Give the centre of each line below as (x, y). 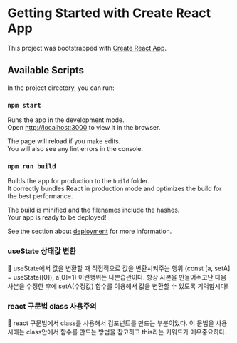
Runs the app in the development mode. (66, 120)
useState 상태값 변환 (42, 251)
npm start (24, 105)
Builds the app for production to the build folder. (79, 181)
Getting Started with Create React (109, 13)
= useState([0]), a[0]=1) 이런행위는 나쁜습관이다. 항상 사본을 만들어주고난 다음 (117, 277)
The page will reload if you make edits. (64, 141)
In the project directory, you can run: (61, 88)
